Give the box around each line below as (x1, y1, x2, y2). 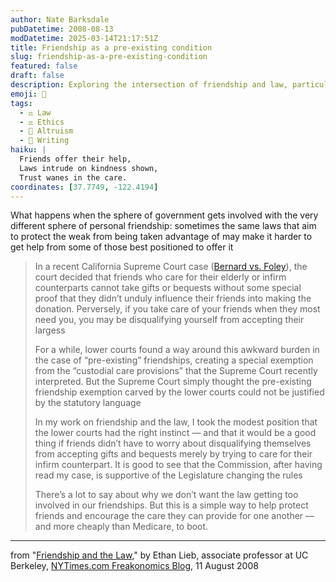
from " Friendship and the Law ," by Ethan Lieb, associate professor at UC (10, 549, 309, 561)
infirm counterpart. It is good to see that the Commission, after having (34, 459, 323, 471)
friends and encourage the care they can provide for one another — (34, 510, 315, 522)
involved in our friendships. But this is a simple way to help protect (34, 499, 309, 511)
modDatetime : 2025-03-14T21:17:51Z (10, 33, 159, 43)
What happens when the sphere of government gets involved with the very (10, 209, 319, 221)
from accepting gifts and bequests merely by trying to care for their (34, 448, 313, 460)
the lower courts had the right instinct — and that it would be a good (34, 427, 317, 439)
